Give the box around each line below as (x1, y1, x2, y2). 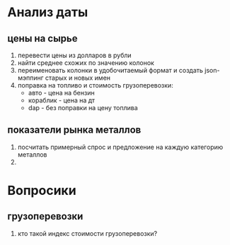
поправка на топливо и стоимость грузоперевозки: (17, 81, 173, 89)
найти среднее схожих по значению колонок (17, 59, 154, 67)
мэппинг (17, 73, 44, 82)
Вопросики (7, 183, 76, 198)
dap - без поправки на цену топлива (28, 104, 138, 112)
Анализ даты (7, 4, 88, 20)
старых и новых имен (45, 73, 111, 82)
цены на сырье (7, 32, 78, 44)
